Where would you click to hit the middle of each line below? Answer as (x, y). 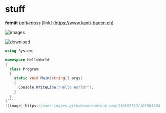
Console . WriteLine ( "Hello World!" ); (56, 87)
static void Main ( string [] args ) (48, 78)
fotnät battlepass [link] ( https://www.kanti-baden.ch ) (59, 23)
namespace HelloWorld (27, 60)
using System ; (20, 51)
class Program (24, 69)
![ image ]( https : (22, 106)
